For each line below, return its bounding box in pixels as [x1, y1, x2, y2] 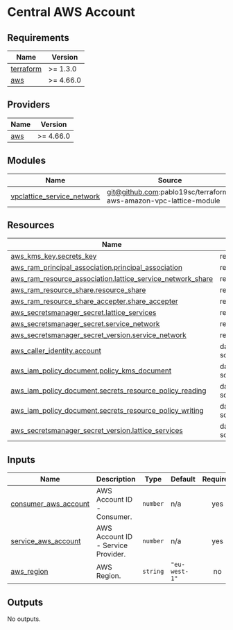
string [142, 568, 164, 576]
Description [96, 475, 137, 484]
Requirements [7, 32, 69, 44]
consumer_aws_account [10, 499, 90, 509]
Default [171, 475, 196, 484]
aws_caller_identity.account [10, 346, 102, 356]
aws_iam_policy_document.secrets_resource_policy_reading [10, 386, 207, 395]
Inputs [7, 454, 36, 466]
